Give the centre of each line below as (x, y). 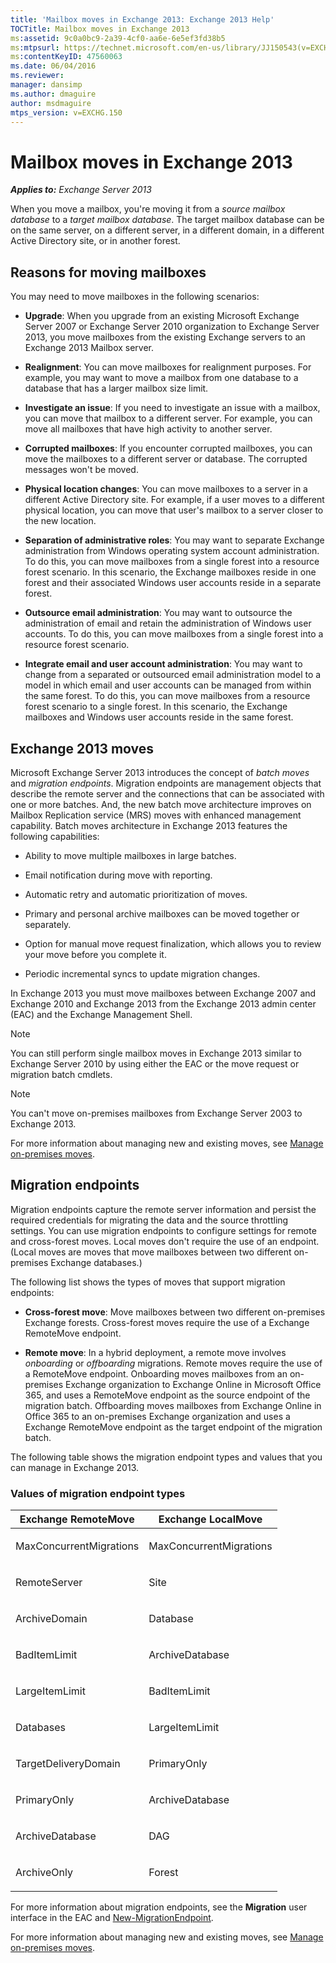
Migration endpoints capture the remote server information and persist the (163, 1209)
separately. (48, 924)
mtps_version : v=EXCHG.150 (66, 112)
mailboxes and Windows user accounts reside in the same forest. (159, 717)
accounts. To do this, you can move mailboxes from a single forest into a (174, 634)
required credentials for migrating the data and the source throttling (149, 1220)
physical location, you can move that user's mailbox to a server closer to (174, 510)
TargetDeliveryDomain (68, 1764)
